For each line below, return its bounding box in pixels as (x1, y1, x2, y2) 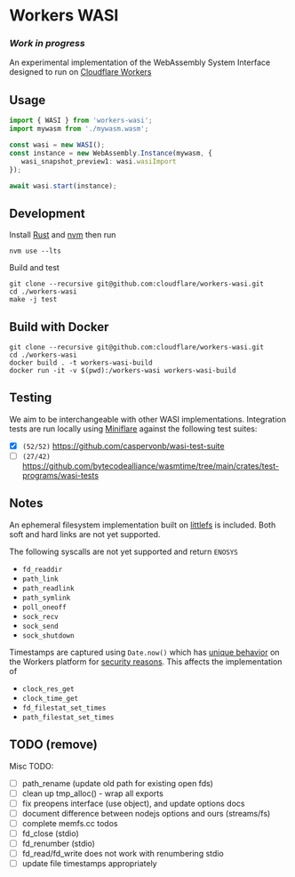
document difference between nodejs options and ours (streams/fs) (21, 808, 271, 818)
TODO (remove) (9, 737, 98, 752)
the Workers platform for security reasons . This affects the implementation (9, 656, 283, 667)
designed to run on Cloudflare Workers (9, 67, 152, 77)
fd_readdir (21, 565, 63, 574)
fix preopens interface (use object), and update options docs (21, 798, 245, 809)
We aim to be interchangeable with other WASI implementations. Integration (9, 414, 287, 424)
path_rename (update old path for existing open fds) (21, 777, 213, 788)
